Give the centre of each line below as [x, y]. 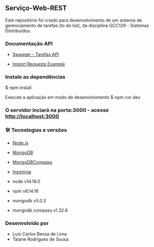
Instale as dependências [35, 77]
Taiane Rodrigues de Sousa [40, 239]
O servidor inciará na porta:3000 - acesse [57, 110]
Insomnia [22, 171]
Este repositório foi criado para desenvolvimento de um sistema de [74, 20]
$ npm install [18, 88]
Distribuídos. [18, 31]
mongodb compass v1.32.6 [40, 210]
